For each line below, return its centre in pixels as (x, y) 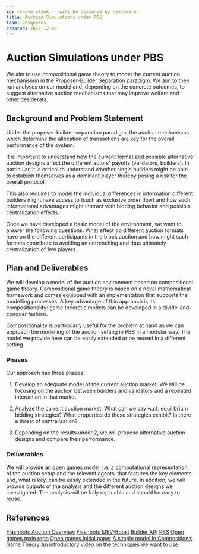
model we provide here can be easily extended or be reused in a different (96, 338)
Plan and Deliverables (47, 268)
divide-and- (177, 308)
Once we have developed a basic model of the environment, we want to (94, 224)
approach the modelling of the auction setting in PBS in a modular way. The (98, 331)
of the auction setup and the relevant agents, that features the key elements (99, 474)
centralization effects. (33, 212)
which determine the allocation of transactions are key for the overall (90, 139)
